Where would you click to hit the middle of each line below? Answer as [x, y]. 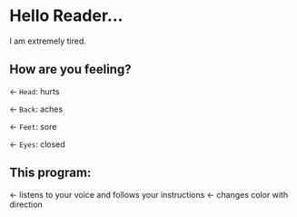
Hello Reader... [66, 16]
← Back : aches [36, 109]
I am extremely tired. [48, 41]
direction [26, 204]
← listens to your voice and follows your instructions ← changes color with [149, 194]
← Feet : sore [33, 126]
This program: [50, 173]
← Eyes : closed [37, 144]
